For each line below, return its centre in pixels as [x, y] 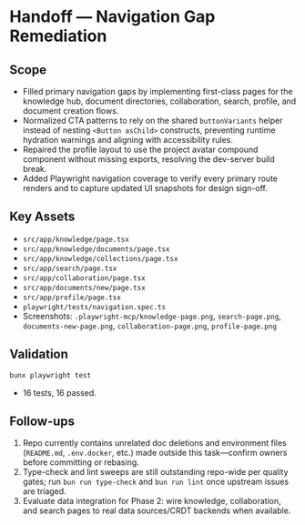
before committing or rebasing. [81, 462]
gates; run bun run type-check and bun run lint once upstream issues [156, 482]
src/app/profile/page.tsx [71, 298]
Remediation [58, 36]
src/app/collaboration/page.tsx [84, 278]
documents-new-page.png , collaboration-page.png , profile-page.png [150, 326]
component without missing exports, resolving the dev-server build [148, 159]
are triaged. [44, 491]
